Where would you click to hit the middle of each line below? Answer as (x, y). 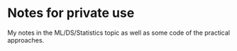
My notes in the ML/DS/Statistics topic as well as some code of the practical (119, 33)
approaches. (26, 40)
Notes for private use (71, 13)
